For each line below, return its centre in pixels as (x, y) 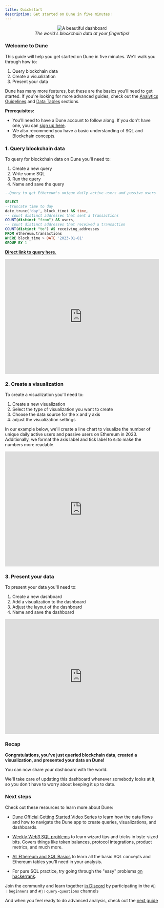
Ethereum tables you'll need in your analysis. (57, 862)
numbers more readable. (30, 444)
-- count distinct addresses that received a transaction (65, 225)
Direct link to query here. (31, 252)
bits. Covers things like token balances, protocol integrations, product (82, 842)
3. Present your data (30, 577)
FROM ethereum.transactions (34, 234)
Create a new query (32, 168)
